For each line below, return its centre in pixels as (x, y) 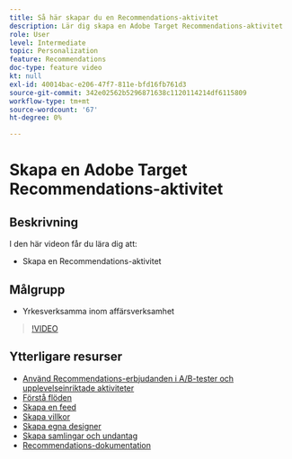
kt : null (26, 76)
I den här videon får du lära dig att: (73, 244)
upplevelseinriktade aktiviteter (78, 388)
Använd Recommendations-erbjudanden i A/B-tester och (128, 378)
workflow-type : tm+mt (50, 101)
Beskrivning (44, 222)
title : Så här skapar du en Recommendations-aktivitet (114, 18)
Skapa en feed (49, 407)
